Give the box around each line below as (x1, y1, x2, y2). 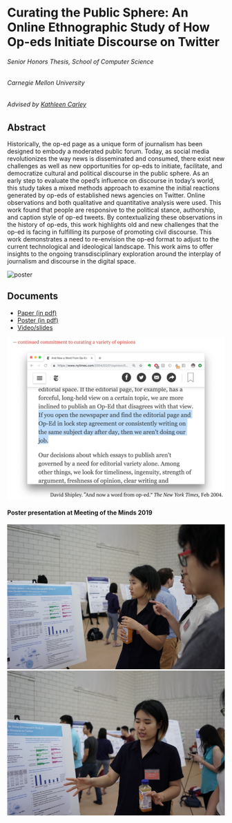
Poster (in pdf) (17, 316, 59, 324)
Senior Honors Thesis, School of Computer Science (7, 57, 154, 66)
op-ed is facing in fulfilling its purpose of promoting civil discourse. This (7, 228, 212, 236)
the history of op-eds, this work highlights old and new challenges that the (7, 221, 219, 229)
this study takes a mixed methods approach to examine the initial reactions (7, 184, 220, 192)
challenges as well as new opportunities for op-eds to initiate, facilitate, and (7, 162, 222, 170)
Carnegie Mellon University (7, 79, 85, 87)
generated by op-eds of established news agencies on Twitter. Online (7, 191, 206, 199)
